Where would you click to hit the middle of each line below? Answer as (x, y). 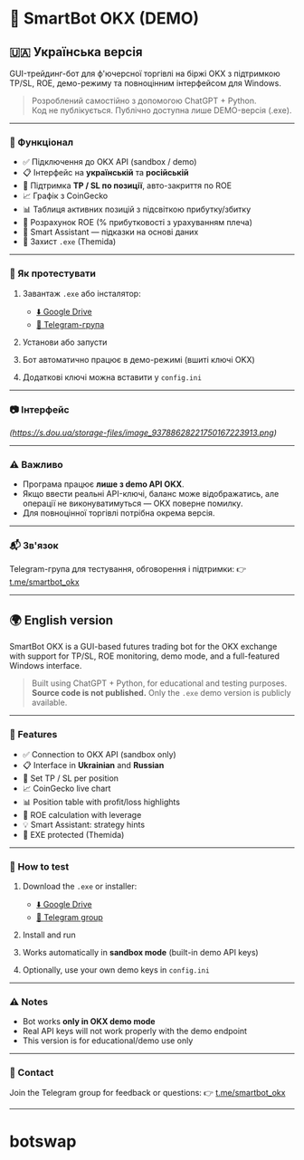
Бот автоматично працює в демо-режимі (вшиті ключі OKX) (138, 359)
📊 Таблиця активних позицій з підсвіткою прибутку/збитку (137, 209)
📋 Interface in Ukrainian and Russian (93, 765)
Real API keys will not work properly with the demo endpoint (134, 1032)
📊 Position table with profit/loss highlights (101, 802)
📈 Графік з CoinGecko (65, 196)
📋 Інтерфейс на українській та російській (105, 173)
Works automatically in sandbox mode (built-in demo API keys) (141, 952)
